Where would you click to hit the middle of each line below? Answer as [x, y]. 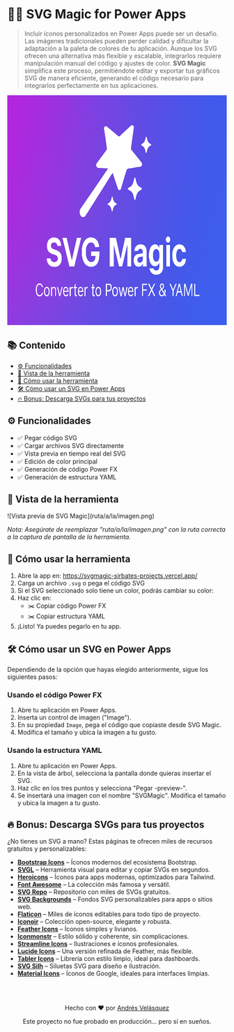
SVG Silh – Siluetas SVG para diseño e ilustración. [89, 966]
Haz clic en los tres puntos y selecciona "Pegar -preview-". [102, 788]
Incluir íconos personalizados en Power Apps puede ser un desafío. [121, 33]
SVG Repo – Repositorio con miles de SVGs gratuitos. [94, 892]
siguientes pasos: [32, 677]
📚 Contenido [37, 346]
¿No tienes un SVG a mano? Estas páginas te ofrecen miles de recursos [110, 842]
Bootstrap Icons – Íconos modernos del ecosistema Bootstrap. [107, 862]
